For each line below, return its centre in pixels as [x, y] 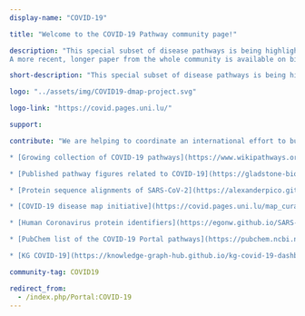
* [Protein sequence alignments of [77, 190]
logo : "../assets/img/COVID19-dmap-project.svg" [103, 92]
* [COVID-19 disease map [56, 207]
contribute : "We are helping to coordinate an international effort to [148, 141]
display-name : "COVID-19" [58, 18]
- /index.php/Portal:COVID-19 [74, 297]
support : [26, 124]
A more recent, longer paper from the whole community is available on [148, 59]
